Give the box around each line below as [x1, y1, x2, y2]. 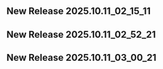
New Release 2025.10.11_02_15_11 [6, 5, 151, 17]
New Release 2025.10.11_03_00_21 [6, 52, 157, 64]
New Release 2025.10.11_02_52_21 [6, 29, 156, 40]
